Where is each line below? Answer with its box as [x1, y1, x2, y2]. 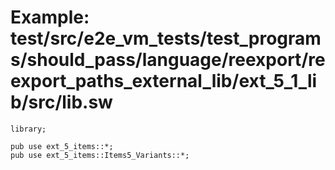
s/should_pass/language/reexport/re [10, 49, 326, 71]
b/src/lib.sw [10, 91, 113, 114]
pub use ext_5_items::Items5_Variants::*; [10, 150, 190, 160]
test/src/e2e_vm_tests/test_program [10, 27, 322, 50]
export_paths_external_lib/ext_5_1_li [10, 70, 318, 93]
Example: [10, 6, 90, 29]
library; [10, 124, 47, 134]
